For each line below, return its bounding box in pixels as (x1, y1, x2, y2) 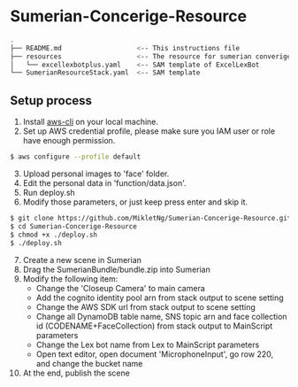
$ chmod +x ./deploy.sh (10, 230, 98, 239)
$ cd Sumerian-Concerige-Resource (10, 221, 138, 231)
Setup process (10, 93, 92, 108)
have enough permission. (22, 135, 116, 146)
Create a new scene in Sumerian (22, 254, 142, 265)
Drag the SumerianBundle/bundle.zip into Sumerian (22, 264, 210, 275)
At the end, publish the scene (22, 368, 131, 378)
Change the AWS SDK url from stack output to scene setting (35, 301, 256, 312)
